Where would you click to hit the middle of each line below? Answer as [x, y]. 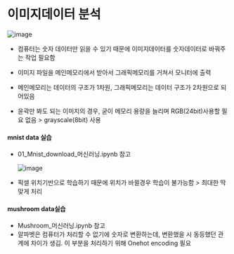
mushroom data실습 [37, 208]
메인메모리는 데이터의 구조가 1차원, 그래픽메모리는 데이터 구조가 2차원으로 [118, 87]
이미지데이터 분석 [54, 14]
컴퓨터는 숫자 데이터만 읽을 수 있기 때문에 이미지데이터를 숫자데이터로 [112, 48]
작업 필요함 [40, 58]
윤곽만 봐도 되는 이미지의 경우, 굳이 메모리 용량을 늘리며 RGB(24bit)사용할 [118, 111]
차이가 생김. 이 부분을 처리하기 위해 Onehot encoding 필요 [111, 243]
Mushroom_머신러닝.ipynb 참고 [61, 226]
